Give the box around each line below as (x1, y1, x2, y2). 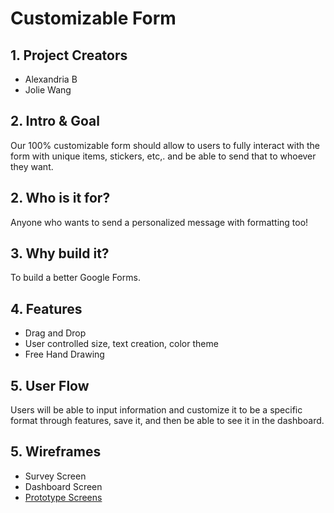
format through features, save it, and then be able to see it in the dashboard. (10, 415, 325, 427)
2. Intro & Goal (10, 113, 100, 130)
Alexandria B (24, 73, 78, 85)
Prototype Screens (24, 491, 103, 503)
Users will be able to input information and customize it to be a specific (10, 404, 303, 416)
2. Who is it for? (10, 190, 111, 207)
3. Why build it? (10, 245, 110, 262)
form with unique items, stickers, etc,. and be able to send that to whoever (10, 150, 317, 162)
